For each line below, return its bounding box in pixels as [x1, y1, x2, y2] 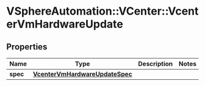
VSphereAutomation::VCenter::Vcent [6, 4, 199, 18]
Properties [6, 41, 48, 52]
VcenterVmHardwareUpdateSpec [32, 70, 132, 78]
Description [138, 60, 173, 68]
